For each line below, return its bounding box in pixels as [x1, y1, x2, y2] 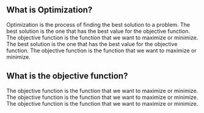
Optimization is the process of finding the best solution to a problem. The [6, 21, 191, 28]
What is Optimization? [6, 5, 93, 15]
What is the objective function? [6, 71, 128, 81]
